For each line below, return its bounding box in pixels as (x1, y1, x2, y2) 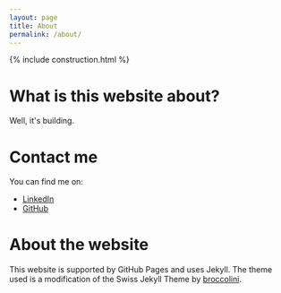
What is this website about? (9, 86, 220, 106)
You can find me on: (9, 177, 83, 187)
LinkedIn (21, 194, 55, 204)
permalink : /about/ (9, 30, 82, 39)
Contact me (9, 147, 98, 167)
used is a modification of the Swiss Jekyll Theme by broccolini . (9, 274, 242, 285)
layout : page (9, 13, 58, 22)
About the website (9, 235, 149, 255)
